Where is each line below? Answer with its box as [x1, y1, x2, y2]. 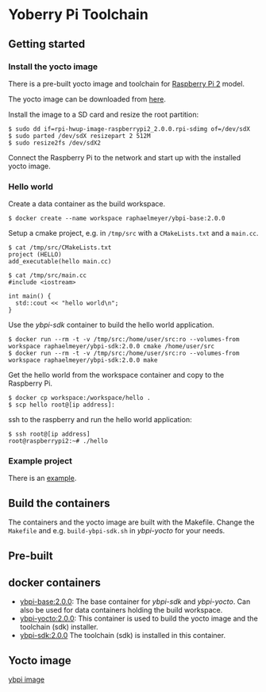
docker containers [8, 576, 102, 590]
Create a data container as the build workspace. [8, 199, 166, 209]
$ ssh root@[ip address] [8, 430, 91, 438]
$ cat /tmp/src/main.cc [8, 271, 87, 279]
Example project [8, 456, 73, 467]
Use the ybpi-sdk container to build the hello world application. [8, 320, 214, 330]
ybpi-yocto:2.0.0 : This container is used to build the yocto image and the [19, 613, 258, 624]
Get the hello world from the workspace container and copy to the [8, 371, 225, 380]
